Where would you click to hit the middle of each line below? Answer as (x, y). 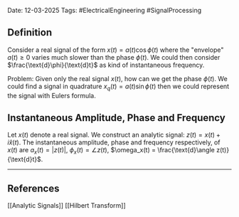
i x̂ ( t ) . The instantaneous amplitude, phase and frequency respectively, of (114, 142)
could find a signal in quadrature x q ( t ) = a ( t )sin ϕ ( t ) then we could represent (118, 87)
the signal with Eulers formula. (52, 95)
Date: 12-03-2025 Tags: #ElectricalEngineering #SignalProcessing (104, 10)
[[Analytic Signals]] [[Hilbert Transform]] (67, 206)
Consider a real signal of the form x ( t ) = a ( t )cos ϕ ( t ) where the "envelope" (116, 50)
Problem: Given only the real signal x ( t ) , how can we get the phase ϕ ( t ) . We (117, 78)
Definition (30, 32)
